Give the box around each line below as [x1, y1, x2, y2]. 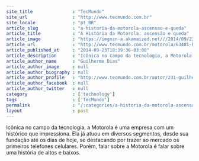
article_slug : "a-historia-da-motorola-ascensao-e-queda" [6, 25, 187, 31]
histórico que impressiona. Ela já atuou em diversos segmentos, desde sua [6, 130, 189, 137]
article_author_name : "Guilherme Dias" [6, 58, 120, 64]
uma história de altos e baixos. [6, 149, 81, 156]
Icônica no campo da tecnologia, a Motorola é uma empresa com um [6, 124, 174, 131]
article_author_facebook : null [6, 80, 89, 86]
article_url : [6, 42, 76, 48]
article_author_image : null [6, 63, 89, 70]
